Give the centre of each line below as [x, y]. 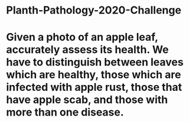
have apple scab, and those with [87, 100]
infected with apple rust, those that [94, 88]
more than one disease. [65, 112]
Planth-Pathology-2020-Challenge [94, 10]
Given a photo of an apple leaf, [82, 37]
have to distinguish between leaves [95, 62]
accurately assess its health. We [88, 50]
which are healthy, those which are [94, 75]
